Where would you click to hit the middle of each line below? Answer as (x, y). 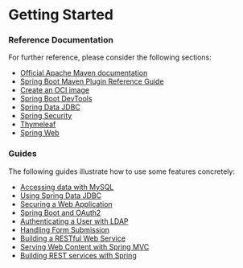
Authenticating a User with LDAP (74, 221)
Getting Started (61, 15)
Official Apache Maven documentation (84, 73)
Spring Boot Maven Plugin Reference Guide (92, 81)
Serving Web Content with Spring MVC (84, 246)
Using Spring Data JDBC (61, 196)
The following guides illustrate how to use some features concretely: (122, 171)
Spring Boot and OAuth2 (60, 212)
